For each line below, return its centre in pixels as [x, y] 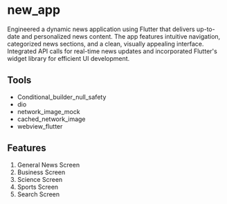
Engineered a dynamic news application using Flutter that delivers [101, 29]
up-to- [206, 29]
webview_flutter [40, 126]
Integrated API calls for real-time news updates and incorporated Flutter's [112, 51]
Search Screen [38, 194]
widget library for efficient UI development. [69, 58]
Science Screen [40, 179]
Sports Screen [38, 187]
